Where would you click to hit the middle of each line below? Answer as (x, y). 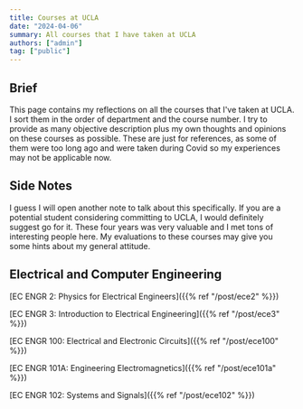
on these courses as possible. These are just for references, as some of (143, 138)
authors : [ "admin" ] (46, 43)
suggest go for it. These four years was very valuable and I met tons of (142, 227)
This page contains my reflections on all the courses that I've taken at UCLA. (152, 109)
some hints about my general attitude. (80, 246)
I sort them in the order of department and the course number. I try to (139, 119)
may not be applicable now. (61, 157)
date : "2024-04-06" (46, 26)
